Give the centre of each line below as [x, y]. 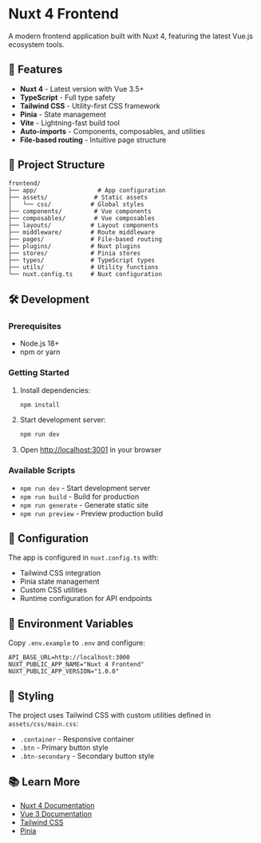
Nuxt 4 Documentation [57, 805]
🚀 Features [36, 70]
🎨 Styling [31, 696]
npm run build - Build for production [79, 497]
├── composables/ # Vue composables [82, 218]
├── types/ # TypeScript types [82, 260]
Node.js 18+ [40, 343]
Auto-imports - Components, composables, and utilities [113, 131]
